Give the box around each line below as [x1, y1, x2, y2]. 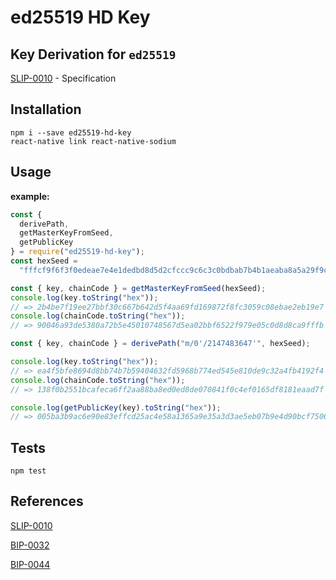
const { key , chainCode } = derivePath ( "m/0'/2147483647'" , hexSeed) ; [10, 339, 311, 349]
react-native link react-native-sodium [10, 136, 177, 146]
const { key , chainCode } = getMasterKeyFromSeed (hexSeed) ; [10, 283, 267, 293]
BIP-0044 [10, 558, 51, 570]
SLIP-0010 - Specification [10, 72, 117, 84]
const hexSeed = [10, 256, 78, 266]
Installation [10, 101, 82, 118]
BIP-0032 [10, 539, 50, 551]
